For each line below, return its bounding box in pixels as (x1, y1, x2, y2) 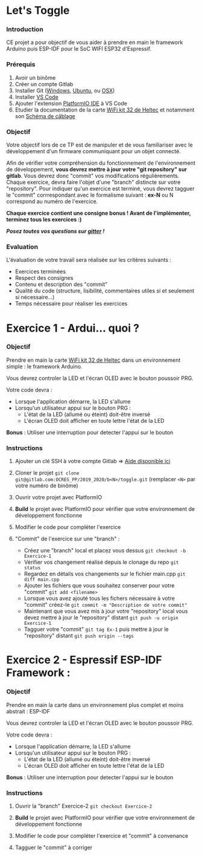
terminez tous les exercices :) (6, 216, 82, 223)
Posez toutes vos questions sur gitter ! (6, 227, 105, 235)
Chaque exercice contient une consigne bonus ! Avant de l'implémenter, (6, 209, 191, 217)
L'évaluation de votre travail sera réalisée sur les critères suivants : (6, 256, 172, 264)
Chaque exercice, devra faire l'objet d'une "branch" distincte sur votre (6, 179, 181, 186)
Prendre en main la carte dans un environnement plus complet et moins (6, 701, 184, 709)
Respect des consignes (14, 274, 74, 282)
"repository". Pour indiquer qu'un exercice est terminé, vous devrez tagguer (6, 185, 195, 192)
